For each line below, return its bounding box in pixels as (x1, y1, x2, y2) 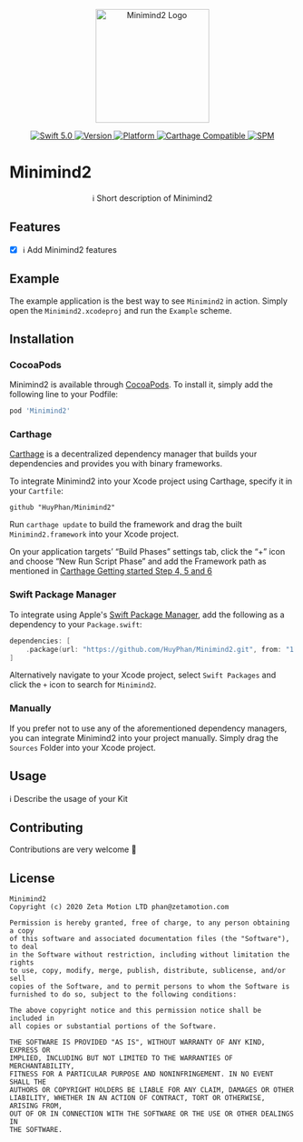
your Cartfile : (9, 486, 64, 496)
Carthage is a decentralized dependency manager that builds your (9, 448, 258, 459)
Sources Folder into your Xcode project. (9, 742, 156, 753)
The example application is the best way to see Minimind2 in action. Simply (9, 296, 288, 306)
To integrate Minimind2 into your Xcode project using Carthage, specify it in (9, 476, 293, 486)
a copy (9, 927, 34, 936)
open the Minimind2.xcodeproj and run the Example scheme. (9, 305, 232, 316)
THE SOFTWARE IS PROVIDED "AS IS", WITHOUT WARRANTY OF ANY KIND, (9, 1037, 266, 1047)
